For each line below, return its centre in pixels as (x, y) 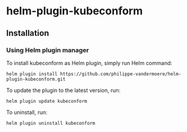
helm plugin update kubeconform (47, 101)
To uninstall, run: (27, 112)
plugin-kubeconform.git (36, 79)
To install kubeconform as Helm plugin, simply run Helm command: (89, 63)
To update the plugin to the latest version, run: (63, 90)
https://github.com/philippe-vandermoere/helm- (121, 74)
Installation (28, 33)
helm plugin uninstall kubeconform (51, 123)
